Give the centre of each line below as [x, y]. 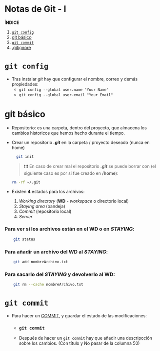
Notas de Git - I [35, 9]
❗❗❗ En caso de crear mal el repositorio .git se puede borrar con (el [90, 166]
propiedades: [25, 84]
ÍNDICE [12, 22]
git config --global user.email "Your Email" [66, 95]
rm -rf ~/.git [26, 182]
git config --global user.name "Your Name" [64, 90]
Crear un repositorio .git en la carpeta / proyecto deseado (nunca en [80, 142]
